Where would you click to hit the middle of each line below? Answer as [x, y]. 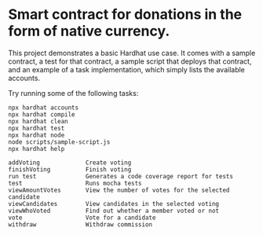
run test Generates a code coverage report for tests [121, 176]
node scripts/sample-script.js [59, 142]
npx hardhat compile [42, 114]
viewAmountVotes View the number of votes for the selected [119, 190]
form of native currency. [89, 31]
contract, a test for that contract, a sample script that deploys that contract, [130, 61]
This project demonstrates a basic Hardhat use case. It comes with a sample [132, 53]
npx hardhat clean [38, 121]
